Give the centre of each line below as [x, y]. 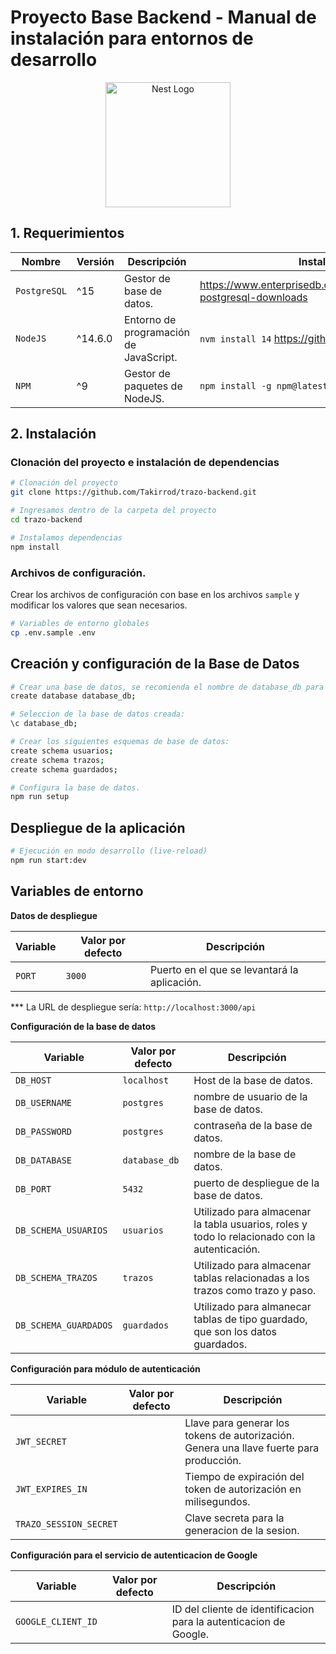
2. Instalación [53, 434]
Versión [95, 261]
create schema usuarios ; [62, 751]
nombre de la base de [245, 1154]
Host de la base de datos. [253, 1080]
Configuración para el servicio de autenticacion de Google [134, 1555]
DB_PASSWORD [44, 1131]
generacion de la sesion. [242, 1530]
